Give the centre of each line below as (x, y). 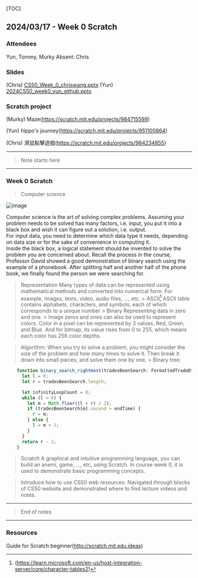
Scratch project (29, 106)
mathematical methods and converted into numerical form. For (96, 291)
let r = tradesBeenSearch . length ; (64, 381)
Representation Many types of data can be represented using (95, 285)
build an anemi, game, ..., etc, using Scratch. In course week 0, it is (102, 465)
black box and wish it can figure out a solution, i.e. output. (76, 229)
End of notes (36, 512)
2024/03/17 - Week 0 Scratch (62, 27)
